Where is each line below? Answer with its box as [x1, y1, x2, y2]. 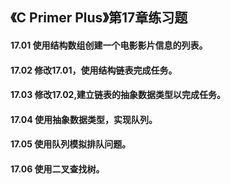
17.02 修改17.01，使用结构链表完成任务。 [10, 64, 178, 76]
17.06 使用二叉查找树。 [10, 163, 105, 175]
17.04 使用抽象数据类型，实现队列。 [10, 113, 158, 125]
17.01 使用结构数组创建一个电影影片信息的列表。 [10, 39, 208, 51]
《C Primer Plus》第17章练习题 [10, 9, 188, 27]
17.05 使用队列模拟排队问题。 [10, 138, 132, 150]
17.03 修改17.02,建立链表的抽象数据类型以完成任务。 [10, 89, 227, 101]
